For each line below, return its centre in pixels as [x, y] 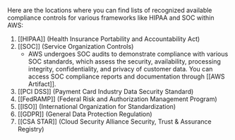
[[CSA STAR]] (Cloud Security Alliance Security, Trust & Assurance [114, 122]
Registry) [31, 129]
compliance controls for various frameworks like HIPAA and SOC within [111, 18]
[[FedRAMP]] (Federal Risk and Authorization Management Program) [117, 99]
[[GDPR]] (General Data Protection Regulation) [85, 114]
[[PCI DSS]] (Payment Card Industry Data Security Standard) [106, 92]
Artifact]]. [42, 84]
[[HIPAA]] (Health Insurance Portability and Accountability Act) [109, 39]
